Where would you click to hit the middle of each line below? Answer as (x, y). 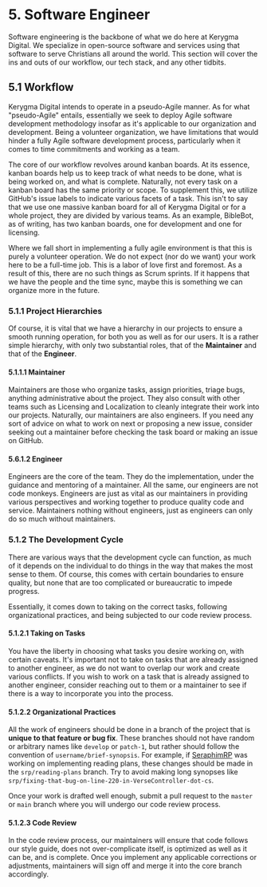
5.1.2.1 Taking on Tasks (47, 633)
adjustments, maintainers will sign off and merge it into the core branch (125, 866)
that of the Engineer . (43, 354)
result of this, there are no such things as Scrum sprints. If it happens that (129, 273)
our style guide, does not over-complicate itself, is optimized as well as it (128, 849)
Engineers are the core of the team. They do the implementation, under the (131, 477)
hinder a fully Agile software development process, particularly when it (124, 141)
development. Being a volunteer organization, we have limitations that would (133, 132)
